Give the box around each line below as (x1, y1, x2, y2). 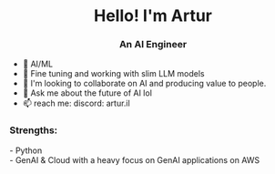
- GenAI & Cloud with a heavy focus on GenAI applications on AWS (9, 154, 260, 165)
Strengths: (9, 124, 58, 137)
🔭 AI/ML (22, 58, 53, 69)
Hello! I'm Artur (94, 5, 212, 26)
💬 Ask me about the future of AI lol (22, 87, 153, 98)
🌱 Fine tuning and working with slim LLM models (22, 68, 205, 79)
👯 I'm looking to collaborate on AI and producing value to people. (22, 78, 267, 89)
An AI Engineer (118, 38, 188, 51)
